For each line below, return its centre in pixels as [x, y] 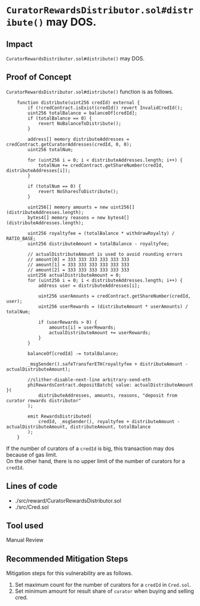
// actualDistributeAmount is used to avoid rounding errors [105, 254]
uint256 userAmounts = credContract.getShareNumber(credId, [114, 296]
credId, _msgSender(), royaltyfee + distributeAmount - [109, 421]
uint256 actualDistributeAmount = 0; [74, 275]
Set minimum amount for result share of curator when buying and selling [104, 591]
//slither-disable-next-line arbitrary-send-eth [89, 379]
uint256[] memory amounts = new [68, 207]
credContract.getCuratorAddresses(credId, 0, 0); [69, 144]
